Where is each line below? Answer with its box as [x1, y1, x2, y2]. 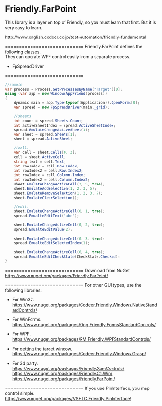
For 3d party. [12, 360, 38, 366]
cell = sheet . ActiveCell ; [14, 154, 66, 159]
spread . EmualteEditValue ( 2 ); [14, 227, 73, 232]
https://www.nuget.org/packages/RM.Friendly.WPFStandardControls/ [12, 336, 151, 342]
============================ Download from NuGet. [5, 267, 131, 273]
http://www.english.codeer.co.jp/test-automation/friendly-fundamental [5, 34, 146, 40]
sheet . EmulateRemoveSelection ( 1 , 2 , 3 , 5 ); [14, 191, 103, 196]
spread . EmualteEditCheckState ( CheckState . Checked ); [14, 254, 120, 259]
